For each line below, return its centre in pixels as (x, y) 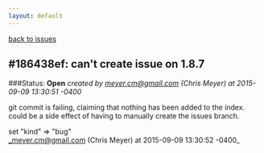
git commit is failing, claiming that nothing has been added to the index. (127, 108)
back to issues (32, 39)
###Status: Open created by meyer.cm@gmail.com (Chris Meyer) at (122, 83)
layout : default (35, 16)
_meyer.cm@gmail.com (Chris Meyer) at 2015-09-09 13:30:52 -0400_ (124, 140)
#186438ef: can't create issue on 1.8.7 (107, 64)
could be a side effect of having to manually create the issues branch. (124, 116)
